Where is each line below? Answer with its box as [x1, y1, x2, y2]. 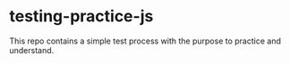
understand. [9, 44, 55, 55]
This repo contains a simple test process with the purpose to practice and [9, 35, 282, 46]
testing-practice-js [9, 6, 154, 27]
